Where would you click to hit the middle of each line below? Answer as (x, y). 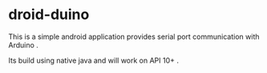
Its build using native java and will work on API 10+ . (93, 60)
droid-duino (49, 15)
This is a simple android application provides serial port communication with (134, 36)
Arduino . (23, 44)
